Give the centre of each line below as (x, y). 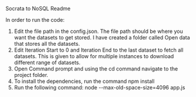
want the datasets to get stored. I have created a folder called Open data (102, 37)
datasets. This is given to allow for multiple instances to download (94, 56)
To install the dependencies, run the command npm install (84, 81)
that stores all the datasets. (47, 44)
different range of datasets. (47, 62)
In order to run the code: (35, 20)
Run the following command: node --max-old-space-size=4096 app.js (99, 87)
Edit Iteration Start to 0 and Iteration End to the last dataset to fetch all (99, 50)
